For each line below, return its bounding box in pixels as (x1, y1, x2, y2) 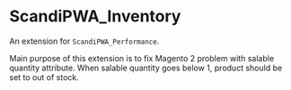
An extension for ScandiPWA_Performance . (9, 36, 160, 46)
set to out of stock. (9, 71, 79, 82)
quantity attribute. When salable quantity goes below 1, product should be (9, 62, 283, 73)
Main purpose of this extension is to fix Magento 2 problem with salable (9, 53, 275, 63)
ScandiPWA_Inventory (9, 6, 181, 27)
